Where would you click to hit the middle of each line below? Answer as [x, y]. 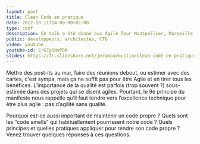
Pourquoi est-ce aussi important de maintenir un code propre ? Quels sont [97, 116]
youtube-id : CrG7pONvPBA [37, 50]
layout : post [22, 12]
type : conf [20, 28]
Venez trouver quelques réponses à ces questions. [68, 135]
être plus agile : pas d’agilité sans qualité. [57, 104]
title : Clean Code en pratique [45, 17]
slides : [16, 56]
